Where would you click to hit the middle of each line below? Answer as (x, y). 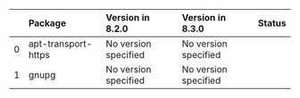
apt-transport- (60, 44)
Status (272, 23)
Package (47, 23)
